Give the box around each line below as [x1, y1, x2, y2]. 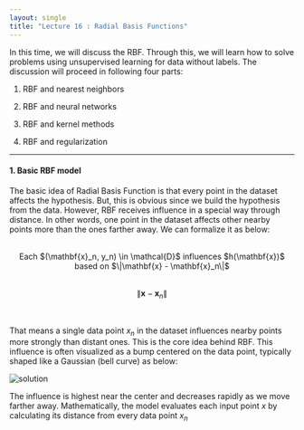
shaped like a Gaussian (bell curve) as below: [9, 356, 178, 367]
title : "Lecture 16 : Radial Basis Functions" [9, 22, 188, 31]
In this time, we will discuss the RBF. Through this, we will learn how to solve [9, 46, 295, 57]
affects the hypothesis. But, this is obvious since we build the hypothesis [9, 195, 280, 205]
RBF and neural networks [22, 100, 118, 111]
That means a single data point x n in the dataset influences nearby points [9, 325, 282, 338]
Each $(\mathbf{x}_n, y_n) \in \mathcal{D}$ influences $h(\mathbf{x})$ [19, 251, 285, 262]
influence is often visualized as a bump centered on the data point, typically [9, 346, 291, 358]
